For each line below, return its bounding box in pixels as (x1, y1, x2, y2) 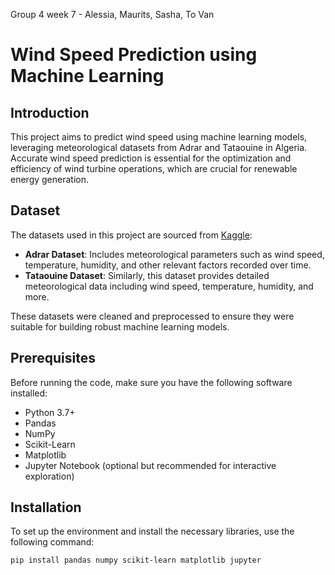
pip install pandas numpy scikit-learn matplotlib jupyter (10, 555, 262, 566)
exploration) (24, 470, 75, 482)
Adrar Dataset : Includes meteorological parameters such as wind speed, (24, 248, 325, 260)
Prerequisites (10, 350, 96, 367)
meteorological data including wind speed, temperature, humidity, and (24, 280, 314, 292)
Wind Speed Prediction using (10, 44, 258, 66)
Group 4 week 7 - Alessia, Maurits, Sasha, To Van (10, 9, 215, 20)
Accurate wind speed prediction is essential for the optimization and (10, 152, 292, 164)
